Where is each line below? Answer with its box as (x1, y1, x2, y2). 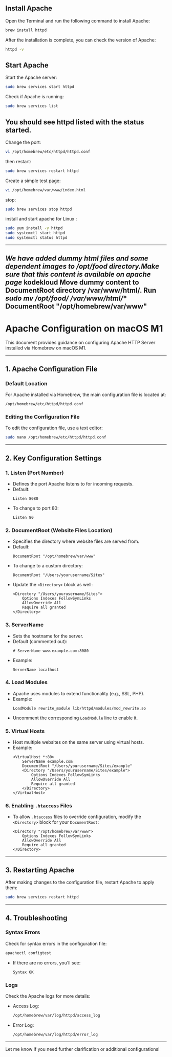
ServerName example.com (22, 759, 73, 764)
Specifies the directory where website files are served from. (12, 538, 140, 544)
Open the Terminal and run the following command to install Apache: (5, 17, 150, 24)
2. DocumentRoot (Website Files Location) (5, 526, 113, 534)
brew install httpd (5, 28, 47, 33)
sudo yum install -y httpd (5, 226, 63, 231)
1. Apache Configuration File (5, 364, 98, 373)
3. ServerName (5, 621, 44, 628)
